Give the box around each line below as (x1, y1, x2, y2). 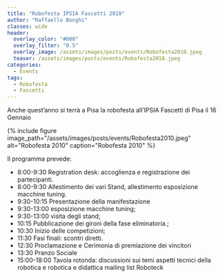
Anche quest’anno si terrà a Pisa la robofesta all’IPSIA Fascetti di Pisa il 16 (7, 106, 217, 115)
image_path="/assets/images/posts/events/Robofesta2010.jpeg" (7, 134, 191, 142)
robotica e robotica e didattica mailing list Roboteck (17, 264, 164, 272)
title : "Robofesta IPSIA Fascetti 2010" (7, 10, 126, 17)
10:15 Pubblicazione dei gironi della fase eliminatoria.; (17, 219, 169, 228)
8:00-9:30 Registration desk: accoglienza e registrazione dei (17, 168, 191, 177)
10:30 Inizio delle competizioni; (17, 227, 106, 235)
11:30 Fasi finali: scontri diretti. (17, 234, 104, 242)
